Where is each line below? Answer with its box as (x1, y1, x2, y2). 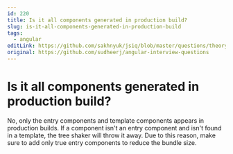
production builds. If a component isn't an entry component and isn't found (7, 123, 222, 132)
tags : (7, 29, 23, 37)
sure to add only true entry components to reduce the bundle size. (7, 138, 197, 146)
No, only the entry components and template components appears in (7, 116, 205, 125)
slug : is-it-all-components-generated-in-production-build (7, 23, 182, 30)
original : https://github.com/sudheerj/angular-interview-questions (7, 49, 209, 56)
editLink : (7, 42, 36, 49)
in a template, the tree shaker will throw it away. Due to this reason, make (7, 131, 216, 139)
